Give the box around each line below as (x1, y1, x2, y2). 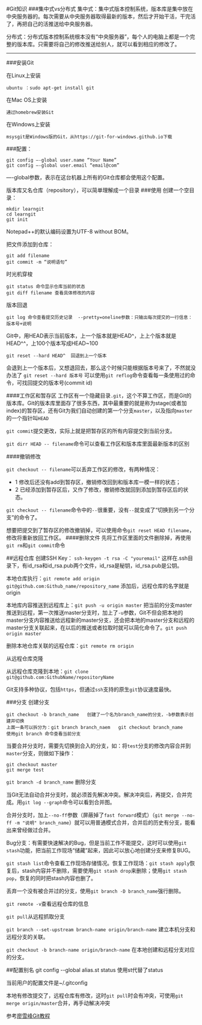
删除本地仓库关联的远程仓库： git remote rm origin (6, 642, 134, 649)
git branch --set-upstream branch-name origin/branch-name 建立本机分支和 (6, 926, 195, 933)
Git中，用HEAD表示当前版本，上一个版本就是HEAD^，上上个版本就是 (6, 332, 177, 339)
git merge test (6, 767, 44, 773)
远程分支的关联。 (6, 934, 49, 940)
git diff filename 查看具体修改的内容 (6, 290, 95, 296)
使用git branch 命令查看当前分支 (6, 731, 81, 737)
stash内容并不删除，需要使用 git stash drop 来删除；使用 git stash (22, 867, 188, 874)
